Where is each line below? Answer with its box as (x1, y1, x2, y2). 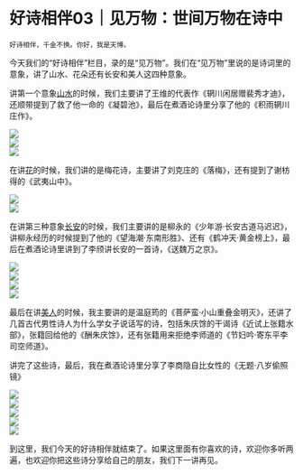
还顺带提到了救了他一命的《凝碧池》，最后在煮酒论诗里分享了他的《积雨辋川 (9, 98, 290, 109)
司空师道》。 (9, 340, 53, 351)
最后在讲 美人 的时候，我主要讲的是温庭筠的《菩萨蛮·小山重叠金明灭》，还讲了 (9, 306, 293, 317)
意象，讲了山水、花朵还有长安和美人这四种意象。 (9, 69, 191, 79)
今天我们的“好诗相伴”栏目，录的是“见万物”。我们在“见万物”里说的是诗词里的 (9, 57, 291, 68)
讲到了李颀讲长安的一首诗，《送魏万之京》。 (64, 243, 223, 254)
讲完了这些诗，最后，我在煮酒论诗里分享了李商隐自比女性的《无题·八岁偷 (9, 359, 281, 370)
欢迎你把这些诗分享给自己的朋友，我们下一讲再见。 (32, 454, 223, 465)
